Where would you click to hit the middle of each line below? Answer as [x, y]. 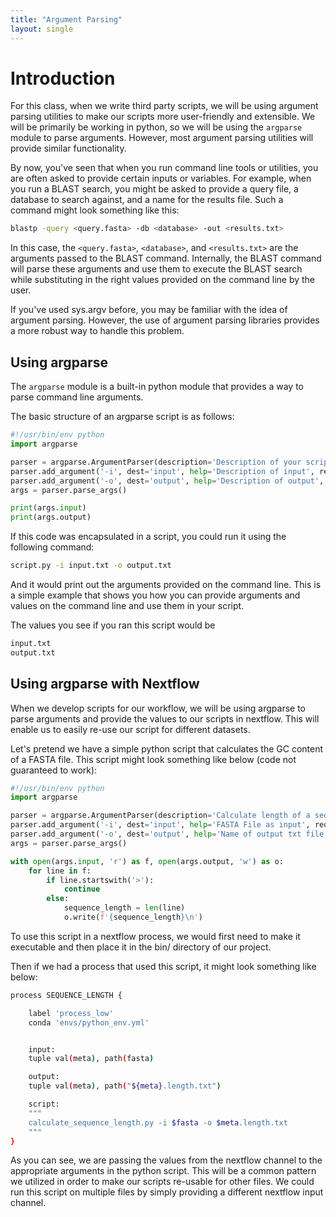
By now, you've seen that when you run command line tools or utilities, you [164, 168]
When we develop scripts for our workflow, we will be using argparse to [158, 708]
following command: [52, 547]
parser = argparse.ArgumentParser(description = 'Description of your [156, 462]
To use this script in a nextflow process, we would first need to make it [155, 936]
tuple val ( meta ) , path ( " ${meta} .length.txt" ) [125, 1086]
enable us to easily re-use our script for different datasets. [130, 729]
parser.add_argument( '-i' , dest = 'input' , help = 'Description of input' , [162, 471]
